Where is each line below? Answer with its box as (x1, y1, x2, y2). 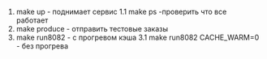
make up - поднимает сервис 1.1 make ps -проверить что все (15, 7, 227, 16)
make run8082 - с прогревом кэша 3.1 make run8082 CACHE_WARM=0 (15, 32, 260, 42)
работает (15, 15, 49, 25)
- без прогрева (15, 41, 69, 51)
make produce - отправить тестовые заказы (15, 24, 169, 33)
